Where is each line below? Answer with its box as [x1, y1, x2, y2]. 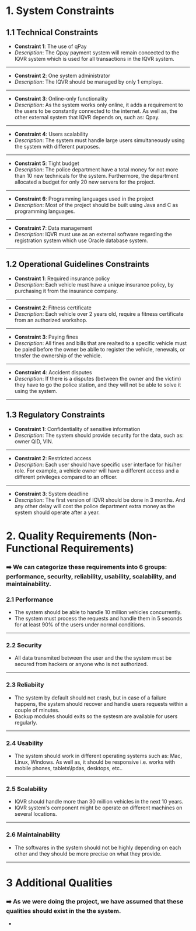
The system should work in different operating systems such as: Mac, [14, 752, 183, 759]
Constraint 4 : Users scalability [14, 130, 89, 137]
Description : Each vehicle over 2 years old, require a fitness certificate [14, 310, 184, 317]
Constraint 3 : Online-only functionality [14, 95, 108, 102]
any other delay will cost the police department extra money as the [14, 502, 176, 509]
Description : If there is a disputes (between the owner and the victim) [14, 375, 181, 382]
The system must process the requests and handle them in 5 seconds [14, 615, 183, 622]
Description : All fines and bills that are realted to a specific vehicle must [14, 339, 187, 346]
